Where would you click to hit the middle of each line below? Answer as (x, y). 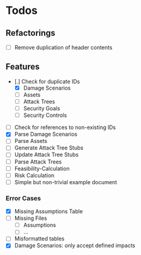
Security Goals (42, 108)
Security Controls (45, 115)
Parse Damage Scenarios (46, 134)
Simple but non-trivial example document (66, 182)
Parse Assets (31, 141)
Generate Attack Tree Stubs (49, 148)
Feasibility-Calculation (42, 168)
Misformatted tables (39, 239)
